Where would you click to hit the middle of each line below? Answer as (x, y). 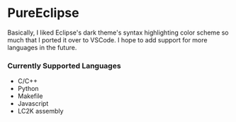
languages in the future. (42, 47)
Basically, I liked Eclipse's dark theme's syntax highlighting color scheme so (118, 32)
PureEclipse (43, 13)
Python (28, 89)
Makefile (30, 96)
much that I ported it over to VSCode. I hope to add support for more (107, 39)
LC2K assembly (40, 111)
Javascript (33, 104)
